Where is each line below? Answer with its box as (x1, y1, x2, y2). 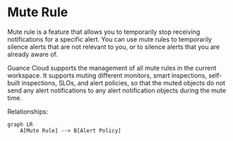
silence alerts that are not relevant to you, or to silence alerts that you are (7, 42, 220, 51)
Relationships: (7, 107, 48, 116)
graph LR (7, 121, 33, 128)
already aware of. (7, 50, 59, 59)
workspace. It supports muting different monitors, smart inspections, (7, 71, 207, 80)
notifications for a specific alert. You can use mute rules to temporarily (7, 35, 213, 43)
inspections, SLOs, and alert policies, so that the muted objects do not (21, 78, 226, 87)
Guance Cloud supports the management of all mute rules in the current (7, 63, 217, 72)
